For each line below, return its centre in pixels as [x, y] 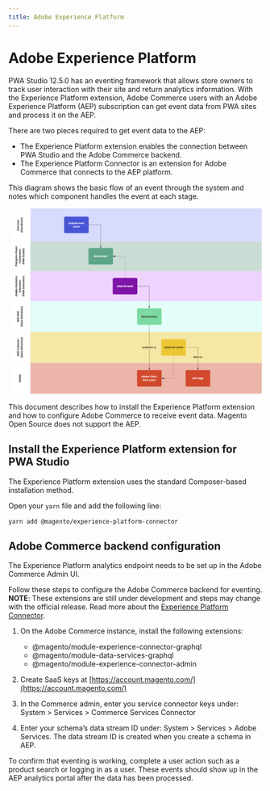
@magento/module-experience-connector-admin [114, 664]
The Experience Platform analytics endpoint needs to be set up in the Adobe [135, 566]
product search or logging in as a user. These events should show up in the [133, 770]
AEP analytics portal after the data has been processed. [101, 778]
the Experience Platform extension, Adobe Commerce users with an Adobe [133, 98]
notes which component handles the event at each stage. [104, 196]
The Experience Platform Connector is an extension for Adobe [123, 163]
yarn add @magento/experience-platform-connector [93, 521]
